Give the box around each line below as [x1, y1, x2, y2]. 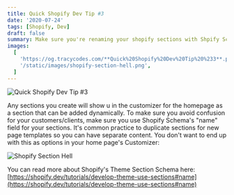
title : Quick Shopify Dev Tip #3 [7, 10, 104, 17]
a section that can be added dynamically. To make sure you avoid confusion [7, 109, 226, 117]
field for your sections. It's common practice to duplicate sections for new [7, 123, 219, 132]
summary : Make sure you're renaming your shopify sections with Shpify [7, 36, 219, 43]
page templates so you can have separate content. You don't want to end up [7, 130, 227, 139]
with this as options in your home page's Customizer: [7, 138, 160, 146]
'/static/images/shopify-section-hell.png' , [19, 62, 151, 69]
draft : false [7, 29, 45, 37]
